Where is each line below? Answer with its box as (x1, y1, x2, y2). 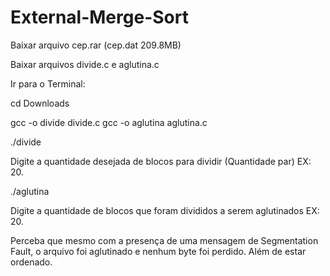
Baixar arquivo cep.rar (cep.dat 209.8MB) (10, 39, 182, 51)
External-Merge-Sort (10, 6, 189, 29)
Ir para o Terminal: (10, 77, 86, 90)
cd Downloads (10, 97, 70, 109)
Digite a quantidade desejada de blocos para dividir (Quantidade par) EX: (10, 155, 312, 167)
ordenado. (10, 256, 53, 268)
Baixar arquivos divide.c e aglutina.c (10, 58, 160, 70)
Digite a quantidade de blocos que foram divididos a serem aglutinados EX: (10, 204, 320, 216)
